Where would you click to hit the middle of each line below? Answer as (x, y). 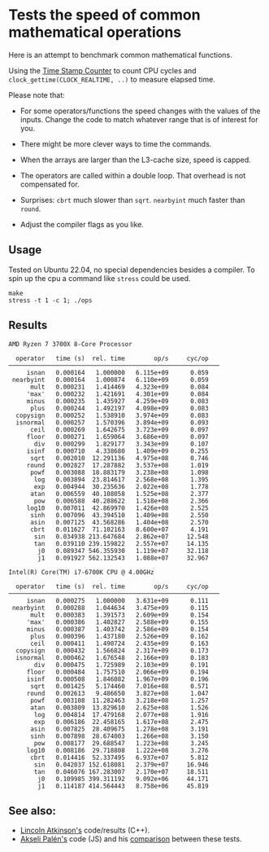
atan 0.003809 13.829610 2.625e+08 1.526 (119, 707)
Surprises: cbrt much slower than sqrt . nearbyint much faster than (132, 200)
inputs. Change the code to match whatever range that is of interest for (139, 119)
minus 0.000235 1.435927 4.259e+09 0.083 (117, 401)
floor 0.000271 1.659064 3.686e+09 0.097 (117, 437)
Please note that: (37, 94)
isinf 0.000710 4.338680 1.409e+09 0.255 (117, 451)
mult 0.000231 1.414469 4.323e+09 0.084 (119, 387)
